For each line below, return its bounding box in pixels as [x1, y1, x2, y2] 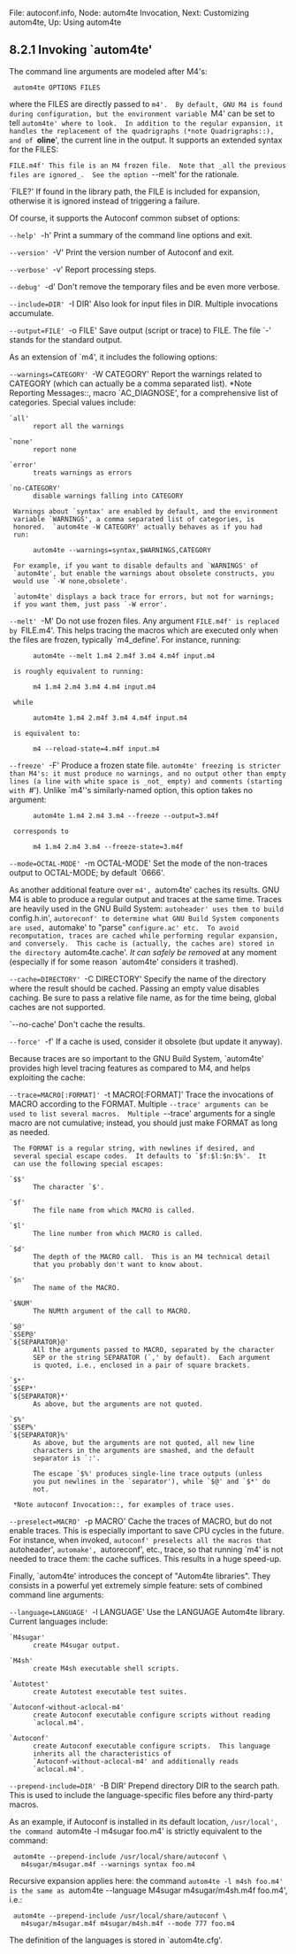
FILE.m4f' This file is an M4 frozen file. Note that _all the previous [9, 161, 287, 170]
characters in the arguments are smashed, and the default [32, 1446, 254, 1455]
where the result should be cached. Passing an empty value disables [9, 983, 260, 993]
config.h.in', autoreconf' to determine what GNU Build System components [9, 912, 280, 923]
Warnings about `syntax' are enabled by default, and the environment [12, 506, 278, 516]
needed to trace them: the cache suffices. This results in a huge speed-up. [9, 1553, 282, 1564]
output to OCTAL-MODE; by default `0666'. [9, 867, 165, 877]
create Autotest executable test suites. [32, 1687, 188, 1696]
